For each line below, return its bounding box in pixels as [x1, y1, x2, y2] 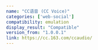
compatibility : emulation [6, 19, 69, 25]
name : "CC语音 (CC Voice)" [6, 8, 70, 14]
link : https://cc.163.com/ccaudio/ [6, 35, 93, 41]
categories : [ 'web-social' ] [6, 14, 75, 20]
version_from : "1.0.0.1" [6, 30, 66, 36]
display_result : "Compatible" [6, 24, 80, 30]
